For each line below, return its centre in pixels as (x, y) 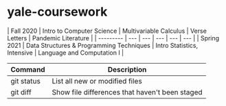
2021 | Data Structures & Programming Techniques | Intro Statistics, (103, 45)
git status (26, 81)
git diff (21, 92)
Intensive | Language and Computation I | (66, 53)
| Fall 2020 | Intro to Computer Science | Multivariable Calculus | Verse (107, 31)
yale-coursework (57, 12)
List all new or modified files (97, 81)
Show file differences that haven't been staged (127, 92)
